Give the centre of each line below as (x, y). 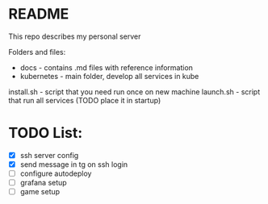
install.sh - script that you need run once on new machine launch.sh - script (134, 92)
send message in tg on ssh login (74, 164)
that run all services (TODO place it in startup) (85, 100)
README (39, 14)
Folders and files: (37, 52)
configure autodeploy (56, 173)
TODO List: (46, 133)
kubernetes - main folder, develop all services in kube (109, 76)
